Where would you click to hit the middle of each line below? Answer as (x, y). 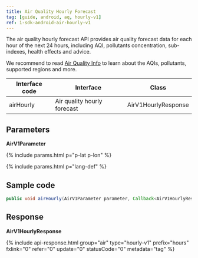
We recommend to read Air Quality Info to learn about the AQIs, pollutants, (96, 63)
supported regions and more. (42, 70)
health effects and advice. (59, 52)
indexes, (16, 52)
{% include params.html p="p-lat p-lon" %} (59, 155)
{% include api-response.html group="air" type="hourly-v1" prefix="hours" (98, 243)
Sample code (31, 185)
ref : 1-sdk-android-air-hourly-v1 (49, 22)
